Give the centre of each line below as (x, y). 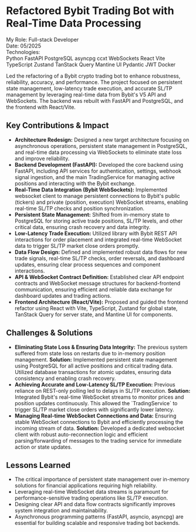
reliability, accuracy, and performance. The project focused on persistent (94, 82)
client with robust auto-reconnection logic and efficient (81, 434)
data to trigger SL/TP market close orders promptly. (77, 245)
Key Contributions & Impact (58, 125)
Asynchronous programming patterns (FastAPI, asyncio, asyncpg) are (99, 517)
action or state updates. (43, 447)
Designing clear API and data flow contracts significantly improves (95, 504)
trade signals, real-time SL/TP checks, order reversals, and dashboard (99, 258)
